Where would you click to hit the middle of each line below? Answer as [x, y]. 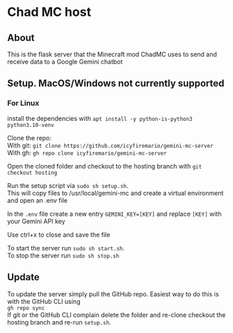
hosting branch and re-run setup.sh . [59, 322]
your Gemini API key [36, 221]
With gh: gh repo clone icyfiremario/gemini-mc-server [87, 153]
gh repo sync [26, 308]
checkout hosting [32, 173]
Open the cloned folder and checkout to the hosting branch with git [105, 166]
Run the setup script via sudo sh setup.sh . [68, 185]
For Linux [23, 103]
